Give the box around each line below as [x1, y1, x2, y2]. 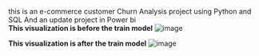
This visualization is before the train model [8, 24, 153, 32]
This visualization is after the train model [8, 39, 147, 48]
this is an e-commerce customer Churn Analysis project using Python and [8, 7, 252, 16]
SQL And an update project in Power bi [8, 15, 137, 24]
